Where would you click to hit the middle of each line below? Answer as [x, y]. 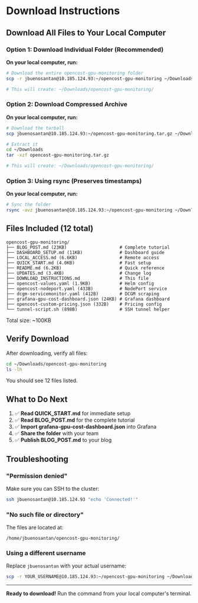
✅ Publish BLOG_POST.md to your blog [63, 440]
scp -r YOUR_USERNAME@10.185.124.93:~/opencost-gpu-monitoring [85, 577]
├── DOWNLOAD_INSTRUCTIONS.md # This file [77, 278]
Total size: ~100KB [29, 320]
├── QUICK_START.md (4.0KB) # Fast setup [79, 263]
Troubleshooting [37, 459]
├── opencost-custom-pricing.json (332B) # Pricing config [84, 304]
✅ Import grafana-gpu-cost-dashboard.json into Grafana [85, 427]
